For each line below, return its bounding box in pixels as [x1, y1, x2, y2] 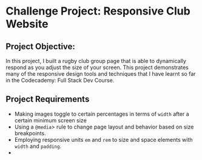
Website [5, 17, 49, 31]
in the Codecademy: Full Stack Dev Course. [5, 77, 115, 84]
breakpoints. [14, 129, 46, 137]
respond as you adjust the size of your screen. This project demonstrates [5, 64, 189, 71]
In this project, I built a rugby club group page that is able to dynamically [5, 58, 186, 64]
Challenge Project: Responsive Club [5, 4, 190, 18]
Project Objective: [5, 41, 75, 52]
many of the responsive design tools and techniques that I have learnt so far [5, 70, 196, 77]
